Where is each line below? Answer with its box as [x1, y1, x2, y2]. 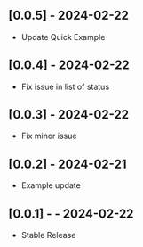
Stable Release [20, 230, 76, 241]
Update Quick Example [20, 31, 106, 42]
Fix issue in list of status [20, 81, 110, 92]
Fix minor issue [20, 130, 77, 142]
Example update [20, 180, 81, 191]
